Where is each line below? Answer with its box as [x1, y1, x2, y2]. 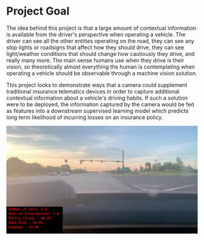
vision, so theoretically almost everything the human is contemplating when [6, 63, 195, 70]
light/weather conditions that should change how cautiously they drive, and [6, 50, 195, 57]
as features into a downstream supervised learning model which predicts [6, 107, 189, 114]
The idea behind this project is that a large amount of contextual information [6, 24, 197, 32]
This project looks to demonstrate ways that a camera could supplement [6, 81, 188, 89]
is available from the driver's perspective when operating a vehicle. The [6, 30, 186, 38]
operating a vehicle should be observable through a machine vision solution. [6, 69, 197, 77]
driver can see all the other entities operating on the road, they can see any [6, 37, 194, 44]
